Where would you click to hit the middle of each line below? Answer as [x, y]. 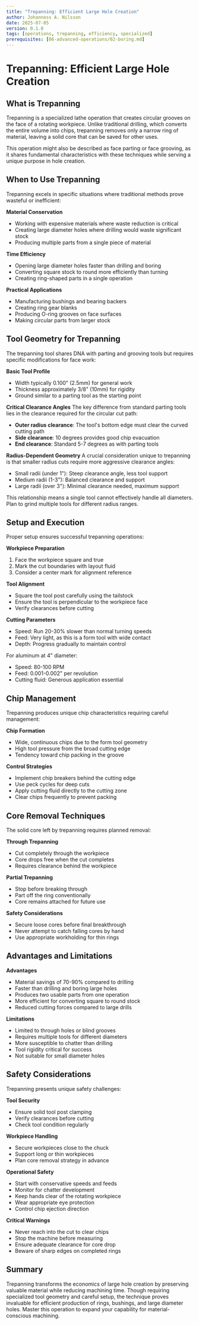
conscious [19, 1315]
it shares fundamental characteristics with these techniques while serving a [99, 155]
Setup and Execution [45, 523]
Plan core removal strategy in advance [62, 1160]
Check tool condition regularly [52, 1124]
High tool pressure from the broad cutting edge [72, 749]
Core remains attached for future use [60, 902]
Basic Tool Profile [28, 371]
